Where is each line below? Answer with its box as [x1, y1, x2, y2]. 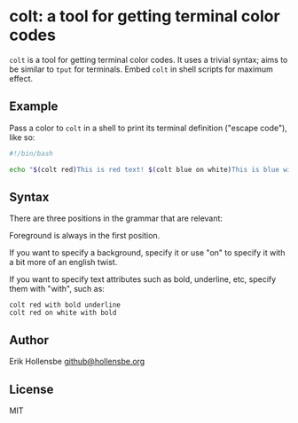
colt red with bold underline [9, 301, 122, 309]
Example [9, 99, 59, 114]
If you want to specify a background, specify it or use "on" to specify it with [9, 247, 286, 258]
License [9, 381, 54, 396]
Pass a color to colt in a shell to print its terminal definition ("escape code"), [9, 122, 288, 133]
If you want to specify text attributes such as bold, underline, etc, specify [9, 274, 277, 285]
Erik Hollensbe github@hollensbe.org [9, 356, 145, 367]
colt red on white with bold [9, 309, 117, 317]
